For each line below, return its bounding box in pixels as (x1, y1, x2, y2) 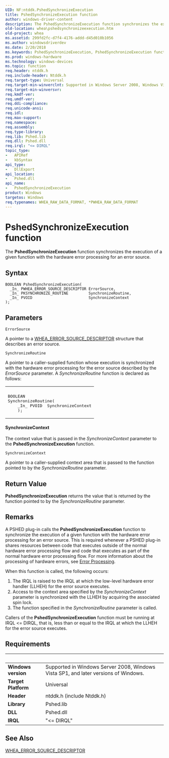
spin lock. (12, 599, 33, 605)
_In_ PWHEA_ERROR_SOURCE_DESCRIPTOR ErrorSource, (10, 286, 116, 291)
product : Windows (5, 190, 42, 195)
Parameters (5, 313, 43, 322)
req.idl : (5, 110, 24, 116)
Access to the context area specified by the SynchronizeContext (12, 589, 146, 595)
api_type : (5, 162, 26, 167)
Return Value (5, 480, 47, 488)
